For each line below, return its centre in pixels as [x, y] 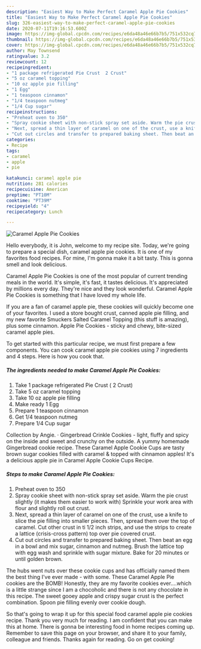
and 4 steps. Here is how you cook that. [55, 357]
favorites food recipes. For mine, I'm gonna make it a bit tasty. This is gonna [100, 258]
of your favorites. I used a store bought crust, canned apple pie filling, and [98, 313]
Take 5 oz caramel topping [48, 392]
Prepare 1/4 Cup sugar [42, 423]
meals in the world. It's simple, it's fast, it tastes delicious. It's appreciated [97, 282]
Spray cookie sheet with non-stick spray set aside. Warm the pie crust [101, 496]
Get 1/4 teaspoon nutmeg [46, 417]
